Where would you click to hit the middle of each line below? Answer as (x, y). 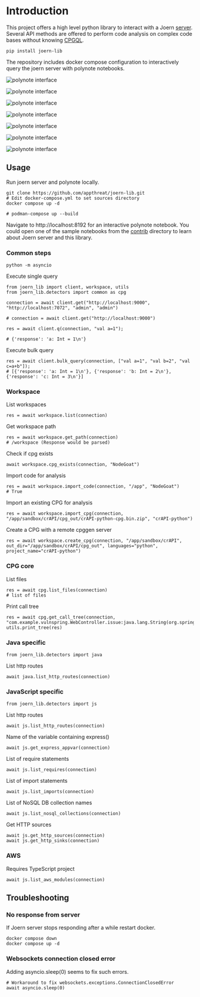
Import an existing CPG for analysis (49, 503)
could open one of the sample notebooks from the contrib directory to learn (99, 231)
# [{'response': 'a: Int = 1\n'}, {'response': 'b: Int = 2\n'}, (89, 372)
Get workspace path (31, 427)
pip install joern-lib (34, 51)
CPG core (20, 566)
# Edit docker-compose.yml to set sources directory (73, 198)
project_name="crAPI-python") (44, 551)
